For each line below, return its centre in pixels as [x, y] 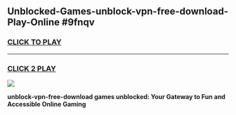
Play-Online [33, 23]
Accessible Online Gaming [47, 104]
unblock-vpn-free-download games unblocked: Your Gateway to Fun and [117, 96]
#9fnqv [78, 23]
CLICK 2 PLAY [32, 68]
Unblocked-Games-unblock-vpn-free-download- [118, 11]
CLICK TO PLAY [34, 43]
